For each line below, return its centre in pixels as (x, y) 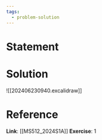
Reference (32, 114)
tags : (13, 12)
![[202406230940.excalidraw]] (44, 91)
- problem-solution (36, 17)
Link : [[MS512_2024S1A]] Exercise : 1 (51, 131)
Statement (33, 47)
